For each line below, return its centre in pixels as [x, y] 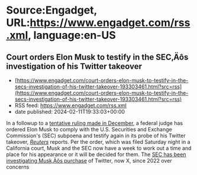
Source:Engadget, [52, 10]
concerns [18, 167]
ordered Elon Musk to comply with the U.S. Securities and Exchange [89, 129]
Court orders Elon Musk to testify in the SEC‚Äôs [97, 57]
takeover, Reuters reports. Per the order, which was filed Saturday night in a [98, 142]
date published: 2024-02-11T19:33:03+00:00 [70, 112]
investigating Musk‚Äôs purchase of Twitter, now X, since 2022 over [89, 161]
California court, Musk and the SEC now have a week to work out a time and [99, 148]
